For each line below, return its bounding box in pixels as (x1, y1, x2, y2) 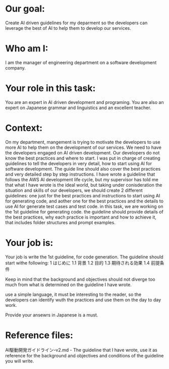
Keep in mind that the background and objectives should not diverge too (5, 276, 155, 282)
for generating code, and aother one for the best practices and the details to (5, 198, 164, 204)
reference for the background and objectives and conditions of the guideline (5, 352, 164, 358)
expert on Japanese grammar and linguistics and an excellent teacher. (5, 104, 151, 111)
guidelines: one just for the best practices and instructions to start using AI (5, 192, 160, 198)
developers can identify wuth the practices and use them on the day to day (5, 296, 161, 303)
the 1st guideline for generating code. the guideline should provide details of (5, 208, 164, 215)
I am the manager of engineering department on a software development (5, 59, 157, 66)
